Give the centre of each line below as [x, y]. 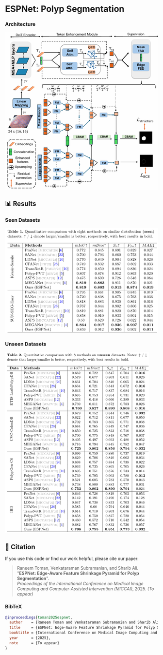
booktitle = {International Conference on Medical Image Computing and [83, 633]
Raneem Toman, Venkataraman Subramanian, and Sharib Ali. [78, 568]
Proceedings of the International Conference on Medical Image [80, 584]
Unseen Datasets [26, 344]
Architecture [20, 24]
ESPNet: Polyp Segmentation [65, 9]
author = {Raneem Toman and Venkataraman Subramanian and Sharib [80, 622]
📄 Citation [20, 547]
